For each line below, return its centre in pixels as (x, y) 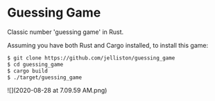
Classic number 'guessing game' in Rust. (66, 32)
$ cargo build (28, 71)
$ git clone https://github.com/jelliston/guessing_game (91, 58)
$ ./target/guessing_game (44, 77)
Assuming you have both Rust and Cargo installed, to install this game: (108, 45)
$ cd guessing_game (35, 64)
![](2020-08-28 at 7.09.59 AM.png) (57, 91)
